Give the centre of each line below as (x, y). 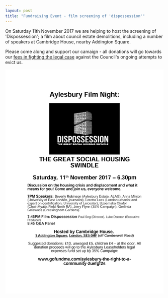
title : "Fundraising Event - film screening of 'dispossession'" (75, 16)
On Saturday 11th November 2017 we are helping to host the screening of (81, 31)
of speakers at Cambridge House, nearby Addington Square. (68, 42)
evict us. (14, 62)
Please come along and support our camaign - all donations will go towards (83, 51)
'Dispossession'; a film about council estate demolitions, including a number (84, 36)
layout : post (19, 11)
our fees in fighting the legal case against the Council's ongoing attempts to (84, 57)
